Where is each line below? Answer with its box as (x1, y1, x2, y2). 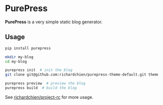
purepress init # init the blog (5, 68, 73, 73)
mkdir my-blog (5, 54, 34, 60)
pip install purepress (5, 45, 51, 51)
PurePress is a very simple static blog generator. (5, 19, 103, 25)
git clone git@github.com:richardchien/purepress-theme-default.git (5, 72, 147, 77)
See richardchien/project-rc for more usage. (5, 94, 94, 100)
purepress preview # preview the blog (5, 81, 86, 86)
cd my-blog (5, 59, 27, 64)
